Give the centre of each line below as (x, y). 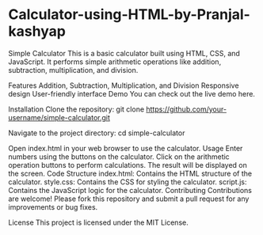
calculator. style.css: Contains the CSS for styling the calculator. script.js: (128, 182)
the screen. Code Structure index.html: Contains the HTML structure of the (130, 173)
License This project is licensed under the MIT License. (98, 222)
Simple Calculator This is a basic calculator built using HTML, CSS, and (124, 53)
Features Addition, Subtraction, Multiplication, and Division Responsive (124, 85)
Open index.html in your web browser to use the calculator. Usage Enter (126, 148)
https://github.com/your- (187, 109)
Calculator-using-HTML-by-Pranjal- (130, 15)
